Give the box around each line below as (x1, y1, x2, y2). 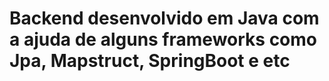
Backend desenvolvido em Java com (9, 7, 320, 30)
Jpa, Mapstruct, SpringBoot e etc (9, 50, 291, 72)
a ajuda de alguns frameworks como (9, 28, 317, 51)
